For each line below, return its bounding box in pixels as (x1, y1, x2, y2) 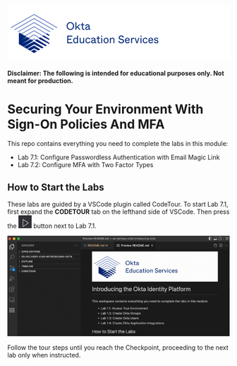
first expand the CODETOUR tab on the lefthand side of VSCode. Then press (7, 207, 230, 216)
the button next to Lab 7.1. (7, 222, 97, 230)
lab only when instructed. (7, 351, 81, 360)
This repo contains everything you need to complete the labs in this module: (7, 139, 229, 148)
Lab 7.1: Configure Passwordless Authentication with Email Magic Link (17, 153, 220, 161)
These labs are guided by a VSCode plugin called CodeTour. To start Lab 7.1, (7, 200, 229, 209)
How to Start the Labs (7, 181, 104, 193)
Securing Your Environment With (7, 101, 204, 117)
